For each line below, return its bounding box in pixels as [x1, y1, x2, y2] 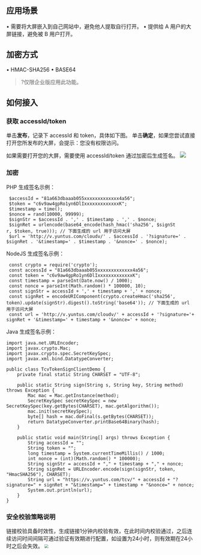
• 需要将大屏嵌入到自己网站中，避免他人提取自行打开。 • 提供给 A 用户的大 [6, 23, 192, 30]
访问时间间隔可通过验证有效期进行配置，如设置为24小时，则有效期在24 [11, 535, 188, 542]
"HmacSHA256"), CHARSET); [6, 471, 71, 478]
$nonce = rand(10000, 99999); [8, 211, 85, 217]
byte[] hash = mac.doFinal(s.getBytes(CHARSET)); [28, 413, 154, 419]
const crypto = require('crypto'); [8, 262, 98, 268]
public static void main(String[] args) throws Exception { [17, 434, 170, 440]
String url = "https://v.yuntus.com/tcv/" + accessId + [28, 476, 170, 482]
